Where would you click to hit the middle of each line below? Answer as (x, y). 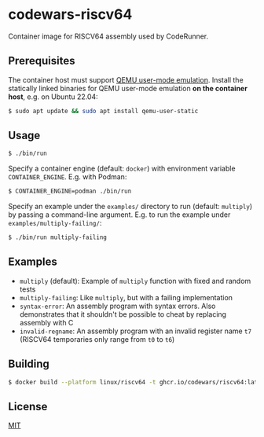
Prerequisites (42, 61)
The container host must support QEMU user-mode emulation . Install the (126, 79)
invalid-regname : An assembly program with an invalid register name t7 (136, 331)
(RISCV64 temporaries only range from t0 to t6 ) (97, 339)
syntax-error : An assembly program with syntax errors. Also (117, 306)
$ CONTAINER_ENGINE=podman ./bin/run (70, 191)
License (28, 406)
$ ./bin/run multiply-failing (58, 237)
